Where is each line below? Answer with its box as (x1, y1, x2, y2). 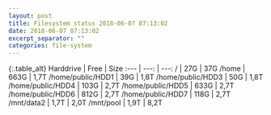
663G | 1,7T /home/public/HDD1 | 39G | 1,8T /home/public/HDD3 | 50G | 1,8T (8, 72, 264, 82)
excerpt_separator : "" (8, 34, 85, 43)
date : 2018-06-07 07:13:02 (8, 27, 100, 35)
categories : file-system (8, 42, 92, 50)
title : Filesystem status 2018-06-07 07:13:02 (8, 19, 168, 27)
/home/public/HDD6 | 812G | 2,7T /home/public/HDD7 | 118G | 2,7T (8, 89, 231, 99)
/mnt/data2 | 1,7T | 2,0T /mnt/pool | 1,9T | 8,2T (8, 98, 163, 108)
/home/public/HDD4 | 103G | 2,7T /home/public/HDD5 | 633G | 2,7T (8, 81, 235, 91)
